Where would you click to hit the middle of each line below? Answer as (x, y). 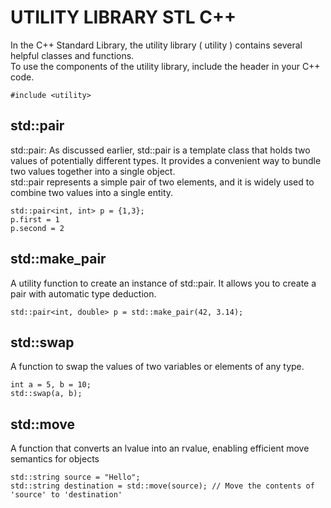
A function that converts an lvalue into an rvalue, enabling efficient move (160, 448)
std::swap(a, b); (46, 394)
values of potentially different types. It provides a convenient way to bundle (166, 160)
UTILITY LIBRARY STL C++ (123, 17)
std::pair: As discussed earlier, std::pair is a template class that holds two (160, 150)
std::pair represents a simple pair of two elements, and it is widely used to (162, 182)
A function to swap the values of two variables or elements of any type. (157, 367)
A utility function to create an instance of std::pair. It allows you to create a (163, 283)
